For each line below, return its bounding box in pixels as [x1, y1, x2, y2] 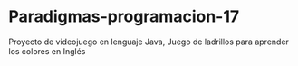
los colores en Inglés [8, 45, 86, 56]
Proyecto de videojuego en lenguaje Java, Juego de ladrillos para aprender [8, 36, 289, 47]
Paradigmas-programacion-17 [8, 6, 240, 27]
